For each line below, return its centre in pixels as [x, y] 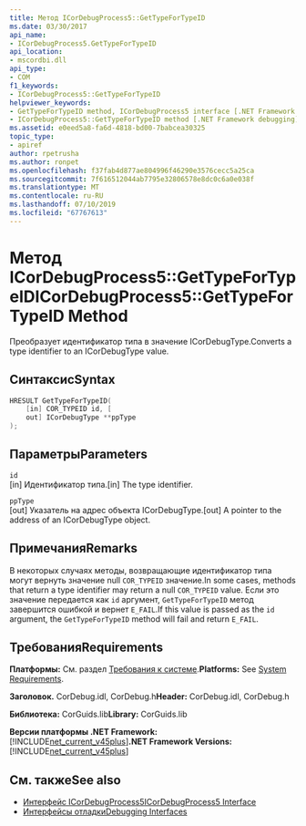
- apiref [26, 145]
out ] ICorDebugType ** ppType [81, 418]
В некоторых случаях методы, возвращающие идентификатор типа [141, 570]
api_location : [36, 52]
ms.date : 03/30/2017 [49, 26]
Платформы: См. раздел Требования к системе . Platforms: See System [148, 669]
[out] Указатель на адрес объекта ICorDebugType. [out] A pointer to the [146, 510]
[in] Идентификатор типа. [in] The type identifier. [101, 484]
